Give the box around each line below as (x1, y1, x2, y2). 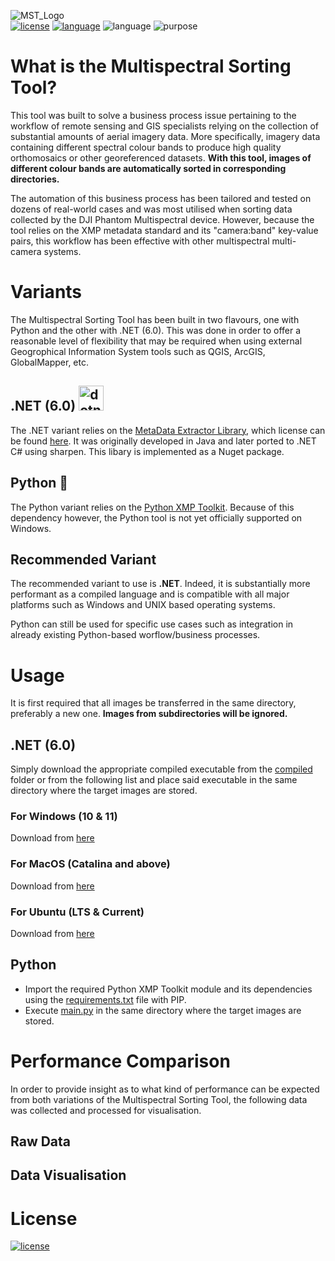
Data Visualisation (10, 1167, 127, 1184)
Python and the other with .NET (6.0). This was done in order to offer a (10, 324, 302, 336)
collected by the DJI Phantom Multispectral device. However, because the (10, 213, 315, 225)
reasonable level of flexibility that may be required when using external (10, 335, 303, 347)
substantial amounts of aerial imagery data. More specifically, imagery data (10, 130, 321, 142)
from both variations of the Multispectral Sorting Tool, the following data (10, 1093, 308, 1105)
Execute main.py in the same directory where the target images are (24, 1004, 302, 1016)
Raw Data (10, 1133, 72, 1150)
